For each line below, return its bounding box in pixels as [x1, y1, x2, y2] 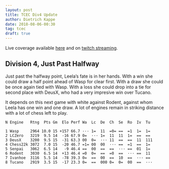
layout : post [5, 7, 33, 13]
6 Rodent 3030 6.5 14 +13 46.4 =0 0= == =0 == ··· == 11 [5, 151, 151, 156]
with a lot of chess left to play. [5, 110, 68, 116]
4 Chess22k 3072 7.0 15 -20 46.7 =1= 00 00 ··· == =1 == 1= [5, 142, 151, 147]
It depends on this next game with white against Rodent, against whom [5, 99, 153, 105]
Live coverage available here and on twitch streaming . [5, 45, 118, 51]
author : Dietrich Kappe [5, 17, 56, 22]
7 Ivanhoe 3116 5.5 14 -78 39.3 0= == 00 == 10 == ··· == [5, 155, 151, 160]
